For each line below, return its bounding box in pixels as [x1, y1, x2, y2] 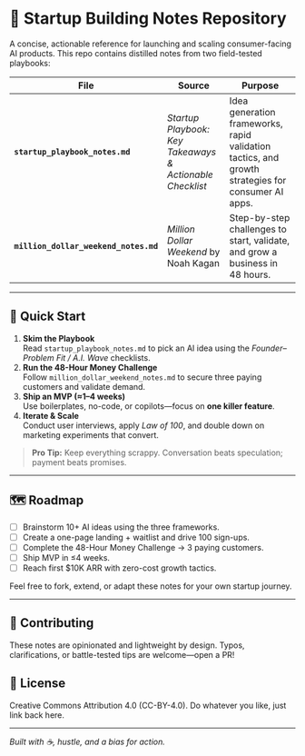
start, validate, [229, 234, 290, 246]
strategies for [229, 174, 287, 186]
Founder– [251, 343, 288, 353]
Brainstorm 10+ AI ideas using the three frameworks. [22, 522, 220, 532]
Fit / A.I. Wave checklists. [55, 352, 152, 363]
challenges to [229, 223, 288, 235]
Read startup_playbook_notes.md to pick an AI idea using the [22, 343, 250, 353]
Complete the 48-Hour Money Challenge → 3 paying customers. [22, 542, 264, 552]
